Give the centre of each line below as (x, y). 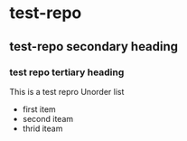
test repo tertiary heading (67, 72)
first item (39, 109)
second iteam (48, 118)
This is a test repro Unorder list (67, 91)
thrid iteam (42, 128)
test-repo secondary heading (94, 47)
